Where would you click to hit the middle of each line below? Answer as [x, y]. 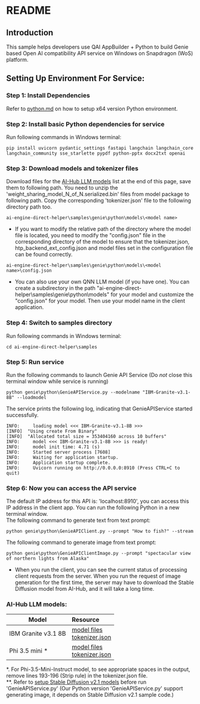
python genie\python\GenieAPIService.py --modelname [73, 392]
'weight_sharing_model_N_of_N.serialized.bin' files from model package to [98, 194]
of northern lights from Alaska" [48, 559]
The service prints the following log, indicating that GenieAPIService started [99, 409]
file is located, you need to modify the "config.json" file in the [90, 235]
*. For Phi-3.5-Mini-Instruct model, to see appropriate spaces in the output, [98, 669]
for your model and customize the [152, 295]
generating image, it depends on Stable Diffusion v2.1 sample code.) [90, 695]
